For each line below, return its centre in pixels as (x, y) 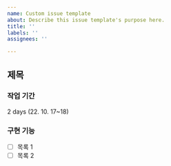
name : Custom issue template (49, 13)
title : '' (21, 26)
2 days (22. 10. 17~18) (38, 112)
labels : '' (23, 33)
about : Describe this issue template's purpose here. (86, 20)
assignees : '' (28, 39)
